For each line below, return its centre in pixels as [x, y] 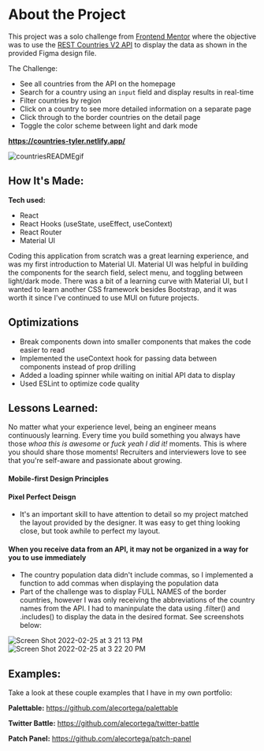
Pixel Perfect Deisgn [42, 497]
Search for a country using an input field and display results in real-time [137, 92]
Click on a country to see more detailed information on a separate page [136, 109]
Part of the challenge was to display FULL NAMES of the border [123, 592]
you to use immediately [47, 557]
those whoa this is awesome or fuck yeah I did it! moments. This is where [128, 444]
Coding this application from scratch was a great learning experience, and [128, 256]
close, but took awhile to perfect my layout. [90, 531]
